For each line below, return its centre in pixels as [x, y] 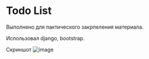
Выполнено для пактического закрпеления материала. [75, 27]
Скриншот [19, 49]
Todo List [29, 11]
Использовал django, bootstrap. [45, 38]
